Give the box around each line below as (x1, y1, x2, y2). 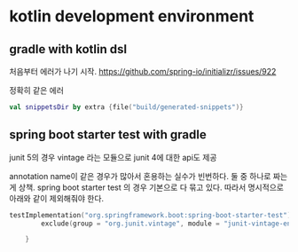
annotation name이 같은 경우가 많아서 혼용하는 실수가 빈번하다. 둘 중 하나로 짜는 (9, 170, 288, 181)
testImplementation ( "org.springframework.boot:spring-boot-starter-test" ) (9, 210, 292, 219)
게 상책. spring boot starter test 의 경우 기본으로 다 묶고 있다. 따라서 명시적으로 (9, 182, 284, 193)
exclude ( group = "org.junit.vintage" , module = (41, 219, 220, 228)
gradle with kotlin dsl (9, 42, 127, 57)
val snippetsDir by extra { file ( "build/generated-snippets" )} (9, 103, 244, 112)
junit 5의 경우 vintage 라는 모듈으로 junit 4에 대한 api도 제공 (9, 152, 217, 162)
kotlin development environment (9, 6, 255, 27)
